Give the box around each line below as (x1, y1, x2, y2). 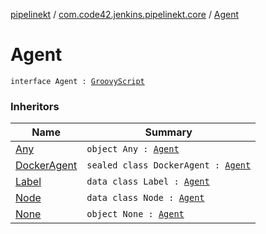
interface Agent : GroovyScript (10, 76, 145, 86)
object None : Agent (86, 209, 185, 220)
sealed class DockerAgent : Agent (86, 160, 252, 171)
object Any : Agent (86, 144, 180, 155)
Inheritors (10, 99, 60, 113)
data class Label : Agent (86, 176, 210, 188)
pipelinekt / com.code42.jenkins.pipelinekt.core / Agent (10, 9, 240, 20)
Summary (144, 125, 193, 139)
